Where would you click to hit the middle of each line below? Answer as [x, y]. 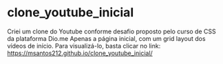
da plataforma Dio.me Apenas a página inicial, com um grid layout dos [106, 38]
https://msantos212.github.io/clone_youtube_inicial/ [80, 53]
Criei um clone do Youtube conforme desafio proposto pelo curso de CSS [111, 31]
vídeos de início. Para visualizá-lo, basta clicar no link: [84, 46]
